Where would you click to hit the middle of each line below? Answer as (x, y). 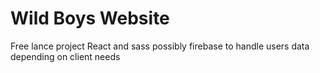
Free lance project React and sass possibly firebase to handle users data (160, 46)
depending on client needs (65, 56)
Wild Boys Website (90, 18)
